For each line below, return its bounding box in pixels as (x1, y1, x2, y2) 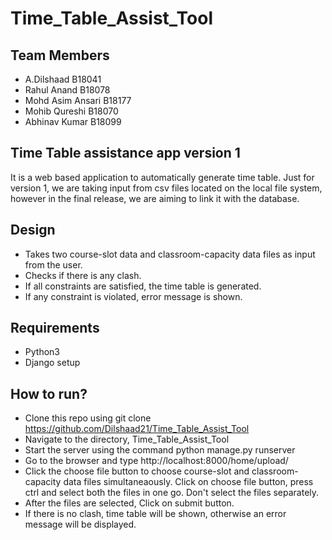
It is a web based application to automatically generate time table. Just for (10, 171, 315, 183)
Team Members (10, 47, 110, 64)
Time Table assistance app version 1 (10, 145, 241, 162)
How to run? (10, 385, 88, 402)
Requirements (10, 320, 100, 337)
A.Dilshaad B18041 (24, 73, 102, 85)
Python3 (24, 346, 60, 358)
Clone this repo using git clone (24, 412, 152, 424)
